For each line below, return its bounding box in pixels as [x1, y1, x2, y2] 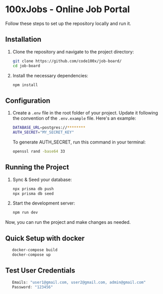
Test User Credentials [5, 266, 75, 275]
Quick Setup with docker [5, 234, 85, 243]
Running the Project [5, 163, 69, 171]
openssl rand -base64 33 [12, 149, 65, 154]
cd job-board [12, 63, 40, 68]
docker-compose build [12, 248, 58, 253]
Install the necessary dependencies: [12, 72, 89, 78]
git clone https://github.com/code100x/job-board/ [12, 58, 122, 64]
